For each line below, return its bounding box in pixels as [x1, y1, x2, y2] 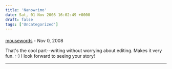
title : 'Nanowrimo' [5, 7, 47, 13]
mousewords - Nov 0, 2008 [5, 37, 63, 43]
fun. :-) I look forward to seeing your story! [5, 53, 95, 59]
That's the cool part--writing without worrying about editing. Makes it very [5, 47, 162, 54]
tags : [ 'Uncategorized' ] [5, 21, 58, 27]
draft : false [5, 17, 33, 22]
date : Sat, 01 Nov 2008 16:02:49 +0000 [5, 12, 91, 17]
